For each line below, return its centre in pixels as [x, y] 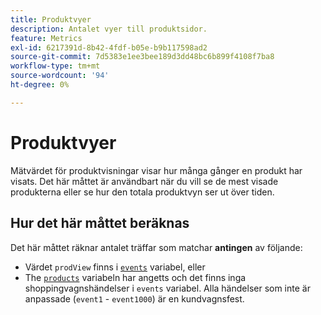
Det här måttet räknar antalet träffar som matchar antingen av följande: [156, 247]
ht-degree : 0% [40, 85]
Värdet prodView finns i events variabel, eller [115, 267]
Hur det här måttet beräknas [100, 223]
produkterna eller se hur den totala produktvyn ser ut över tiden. [142, 192]
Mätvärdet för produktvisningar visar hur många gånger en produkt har [156, 170]
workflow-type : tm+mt [55, 66]
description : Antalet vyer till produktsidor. [109, 29]
